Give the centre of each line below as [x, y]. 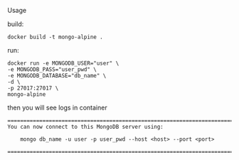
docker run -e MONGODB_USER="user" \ [63, 63]
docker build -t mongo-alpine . [55, 37]
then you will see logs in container [58, 107]
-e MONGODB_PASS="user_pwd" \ [52, 70]
